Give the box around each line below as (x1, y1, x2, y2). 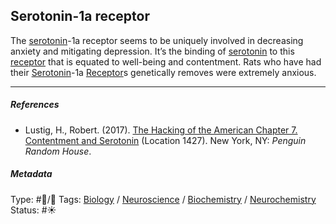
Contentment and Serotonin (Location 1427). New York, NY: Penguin (24, 134, 307, 146)
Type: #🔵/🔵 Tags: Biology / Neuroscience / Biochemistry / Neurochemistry (10, 193, 317, 205)
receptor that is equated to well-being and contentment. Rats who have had (10, 55, 322, 68)
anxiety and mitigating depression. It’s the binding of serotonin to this (10, 45, 295, 57)
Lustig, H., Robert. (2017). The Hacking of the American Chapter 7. (24, 124, 298, 136)
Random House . (24, 145, 92, 157)
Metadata (10, 168, 53, 180)
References (10, 99, 60, 111)
